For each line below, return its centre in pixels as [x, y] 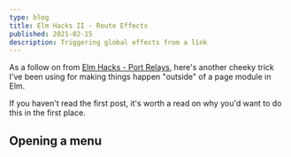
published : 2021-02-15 [51, 34]
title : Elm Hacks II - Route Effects [79, 26]
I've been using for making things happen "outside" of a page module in [140, 77]
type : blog [29, 17]
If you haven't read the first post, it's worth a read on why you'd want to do [145, 104]
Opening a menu [55, 141]
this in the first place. [47, 113]
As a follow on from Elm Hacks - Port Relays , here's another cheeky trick [142, 67]
